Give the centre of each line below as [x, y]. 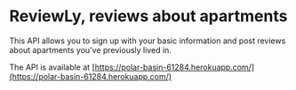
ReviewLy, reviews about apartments [148, 16]
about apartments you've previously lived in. [90, 49]
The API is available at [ [52, 67]
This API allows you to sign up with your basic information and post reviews [148, 41]
